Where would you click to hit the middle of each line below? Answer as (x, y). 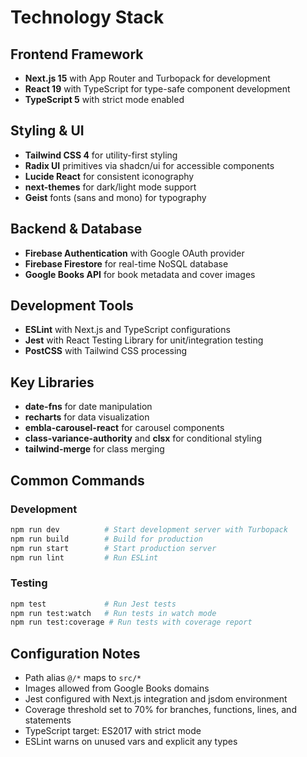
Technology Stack (87, 17)
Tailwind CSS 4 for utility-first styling (101, 155)
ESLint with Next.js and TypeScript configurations (127, 330)
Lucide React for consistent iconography (109, 176)
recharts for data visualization (87, 417)
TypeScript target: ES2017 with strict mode (113, 731)
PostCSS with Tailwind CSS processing (106, 351)
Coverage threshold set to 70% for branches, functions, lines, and (160, 710)
